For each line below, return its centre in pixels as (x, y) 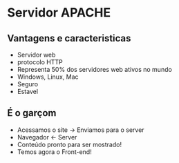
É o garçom (32, 113)
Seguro (28, 84)
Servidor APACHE (59, 13)
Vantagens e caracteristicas (69, 38)
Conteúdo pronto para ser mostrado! (69, 144)
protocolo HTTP (40, 62)
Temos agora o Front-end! (54, 152)
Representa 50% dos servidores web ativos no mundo (95, 69)
